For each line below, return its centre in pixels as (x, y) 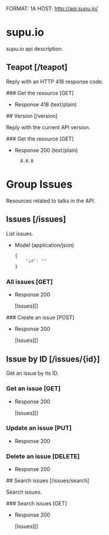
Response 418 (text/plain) (46, 104)
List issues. (20, 233)
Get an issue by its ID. (32, 373)
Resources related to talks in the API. (51, 201)
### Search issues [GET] (37, 504)
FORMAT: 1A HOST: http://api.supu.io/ (52, 9)
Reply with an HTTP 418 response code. (55, 81)
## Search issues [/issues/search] (48, 481)
